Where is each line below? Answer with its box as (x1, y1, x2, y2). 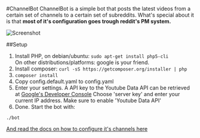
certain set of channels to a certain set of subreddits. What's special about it (6, 11, 194, 19)
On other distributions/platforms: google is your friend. (14, 59, 149, 66)
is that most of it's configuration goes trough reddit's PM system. (6, 18, 171, 24)
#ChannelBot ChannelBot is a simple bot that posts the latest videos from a (6, 5, 191, 12)
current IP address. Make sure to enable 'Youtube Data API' (14, 97, 161, 104)
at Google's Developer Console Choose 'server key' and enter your (14, 91, 180, 97)
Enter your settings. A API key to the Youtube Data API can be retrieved (14, 84, 190, 91)
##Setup (6, 41, 28, 48)
